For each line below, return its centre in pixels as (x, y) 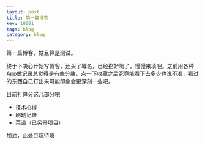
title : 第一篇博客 (28, 18)
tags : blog (20, 29)
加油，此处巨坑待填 (31, 136)
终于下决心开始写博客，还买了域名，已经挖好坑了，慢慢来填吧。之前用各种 (100, 66)
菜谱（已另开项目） (39, 122)
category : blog (26, 35)
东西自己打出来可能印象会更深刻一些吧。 (62, 81)
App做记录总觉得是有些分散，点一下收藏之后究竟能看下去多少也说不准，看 (100, 73)
